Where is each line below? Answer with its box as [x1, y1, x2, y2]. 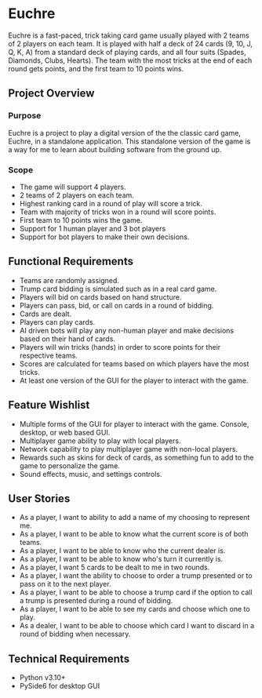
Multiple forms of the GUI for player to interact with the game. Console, [19, 419, 249, 428]
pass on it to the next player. [19, 580, 111, 589]
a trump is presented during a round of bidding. [19, 596, 173, 605]
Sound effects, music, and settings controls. [19, 469, 162, 478]
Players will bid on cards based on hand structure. [19, 292, 182, 302]
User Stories [8, 492, 71, 505]
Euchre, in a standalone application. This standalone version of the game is [8, 136, 251, 146]
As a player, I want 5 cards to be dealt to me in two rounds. [19, 562, 210, 573]
